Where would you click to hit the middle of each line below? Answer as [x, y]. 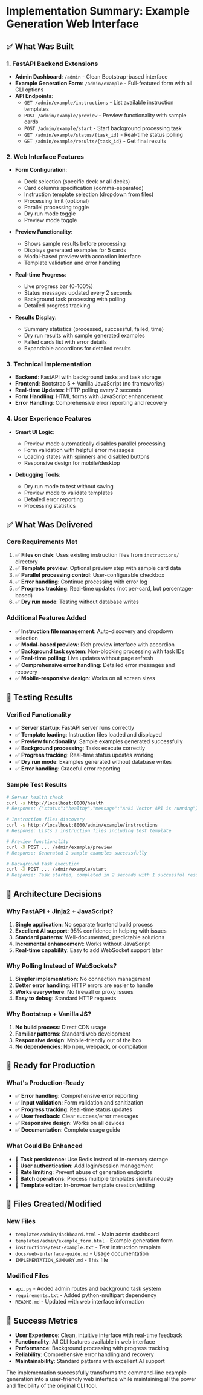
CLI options [29, 90]
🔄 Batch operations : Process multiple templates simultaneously [94, 1178]
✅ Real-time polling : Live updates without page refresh [84, 658]
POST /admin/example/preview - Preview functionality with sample [105, 115]
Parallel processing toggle [56, 208]
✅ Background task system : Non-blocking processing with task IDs [100, 651]
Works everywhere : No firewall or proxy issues [74, 992]
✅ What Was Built [40, 46]
